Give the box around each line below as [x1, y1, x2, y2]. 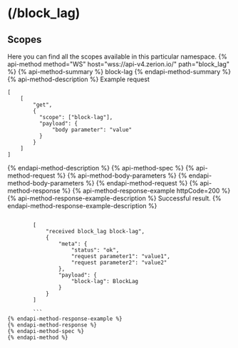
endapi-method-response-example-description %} [7, 202, 157, 210]
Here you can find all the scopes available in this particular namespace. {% [7, 52, 228, 61]
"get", [33, 101, 53, 108]
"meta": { [58, 240, 88, 247]
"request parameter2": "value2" [71, 259, 167, 266]
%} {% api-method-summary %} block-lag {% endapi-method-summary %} [7, 68, 232, 76]
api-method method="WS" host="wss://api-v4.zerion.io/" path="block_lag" [7, 60, 230, 68]
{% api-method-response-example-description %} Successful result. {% [7, 194, 222, 203]
